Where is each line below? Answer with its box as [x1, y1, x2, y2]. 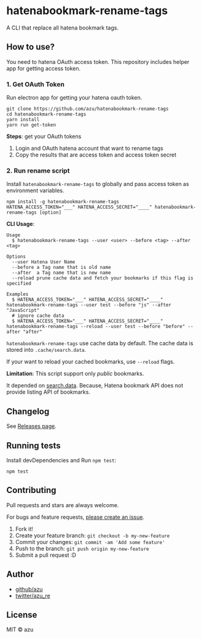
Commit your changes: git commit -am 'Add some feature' [15, 538, 166, 545]
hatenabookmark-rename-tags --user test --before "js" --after [6, 302, 172, 308]
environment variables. [6, 187, 64, 194]
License [6, 609, 37, 620]
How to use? [6, 42, 55, 52]
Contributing [6, 485, 56, 496]
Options [6, 254, 26, 260]
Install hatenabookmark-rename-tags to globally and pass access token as [6, 181, 189, 188]
